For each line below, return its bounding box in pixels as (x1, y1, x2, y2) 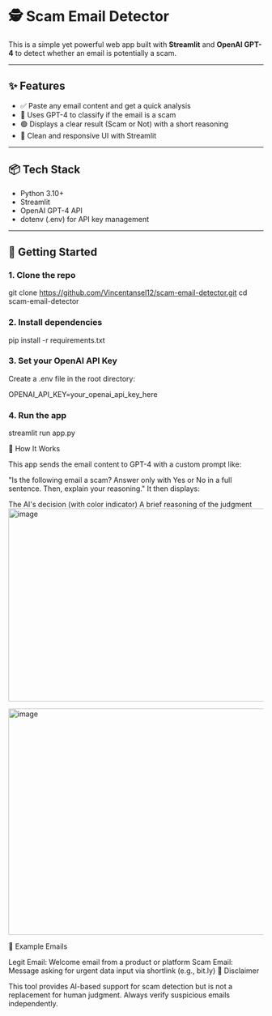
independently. (8, 999, 58, 1009)
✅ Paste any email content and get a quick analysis (19, 100, 192, 110)
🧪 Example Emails (8, 941, 68, 951)
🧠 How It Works (8, 444, 61, 454)
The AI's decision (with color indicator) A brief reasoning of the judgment (8, 500, 253, 510)
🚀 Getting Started (8, 245, 98, 258)
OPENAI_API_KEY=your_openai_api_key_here (8, 389, 158, 399)
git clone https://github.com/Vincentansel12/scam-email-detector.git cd (8, 288, 248, 297)
